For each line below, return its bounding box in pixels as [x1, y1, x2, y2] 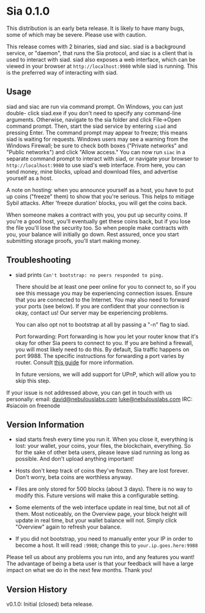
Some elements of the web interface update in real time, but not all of [15, 503, 190, 511]
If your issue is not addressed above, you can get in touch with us [6, 388, 173, 396]
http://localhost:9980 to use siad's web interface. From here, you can [6, 161, 185, 169]
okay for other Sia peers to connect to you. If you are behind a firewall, [15, 339, 194, 346]
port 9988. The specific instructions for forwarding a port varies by [15, 352, 185, 359]
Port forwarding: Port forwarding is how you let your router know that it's [15, 332, 199, 340]
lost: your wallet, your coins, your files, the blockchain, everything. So [15, 442, 191, 450]
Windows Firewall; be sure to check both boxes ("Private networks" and [6, 142, 188, 149]
